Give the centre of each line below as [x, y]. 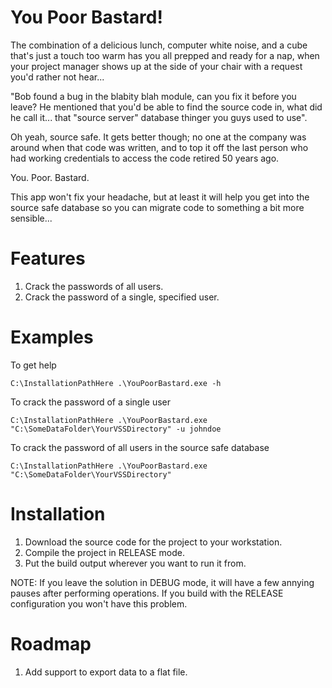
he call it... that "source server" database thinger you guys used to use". [159, 117]
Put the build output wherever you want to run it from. [135, 563]
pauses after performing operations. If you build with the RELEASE [147, 593]
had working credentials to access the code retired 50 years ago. [145, 158]
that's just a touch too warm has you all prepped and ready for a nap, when [165, 55]
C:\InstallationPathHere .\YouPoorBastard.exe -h [116, 383]
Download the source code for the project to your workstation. [153, 542]
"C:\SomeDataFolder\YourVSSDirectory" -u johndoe [116, 429]
